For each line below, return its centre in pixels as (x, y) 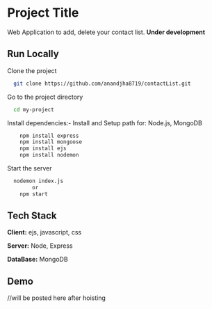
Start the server (30, 168)
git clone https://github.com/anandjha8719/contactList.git (102, 84)
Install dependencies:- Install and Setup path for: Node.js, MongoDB (105, 122)
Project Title (43, 13)
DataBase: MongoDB (38, 260)
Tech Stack (32, 216)
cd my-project (34, 109)
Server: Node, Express (40, 246)
